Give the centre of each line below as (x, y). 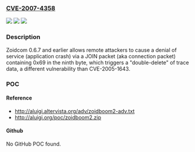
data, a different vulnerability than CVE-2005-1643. (68, 68)
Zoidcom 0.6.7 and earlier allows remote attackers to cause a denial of (91, 50)
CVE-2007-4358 (31, 8)
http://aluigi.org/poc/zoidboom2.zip (58, 117)
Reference (19, 98)
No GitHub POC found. (34, 144)
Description (23, 37)
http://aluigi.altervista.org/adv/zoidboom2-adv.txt (75, 111)
